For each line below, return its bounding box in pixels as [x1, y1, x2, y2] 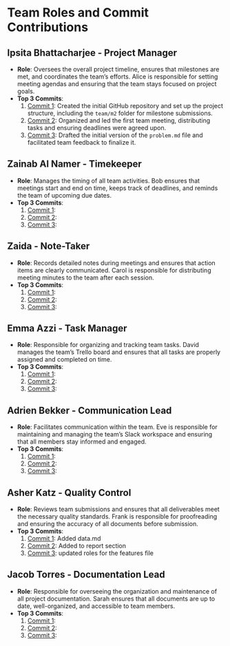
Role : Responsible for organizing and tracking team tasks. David [17, 341, 200, 349]
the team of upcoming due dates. [17, 191, 112, 199]
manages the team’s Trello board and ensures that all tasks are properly [17, 348, 221, 356]
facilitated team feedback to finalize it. [27, 138, 136, 146]
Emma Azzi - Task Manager [7, 322, 127, 335]
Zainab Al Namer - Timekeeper [7, 158, 143, 170]
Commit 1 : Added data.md [27, 534, 101, 543]
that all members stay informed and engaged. [17, 437, 147, 446]
